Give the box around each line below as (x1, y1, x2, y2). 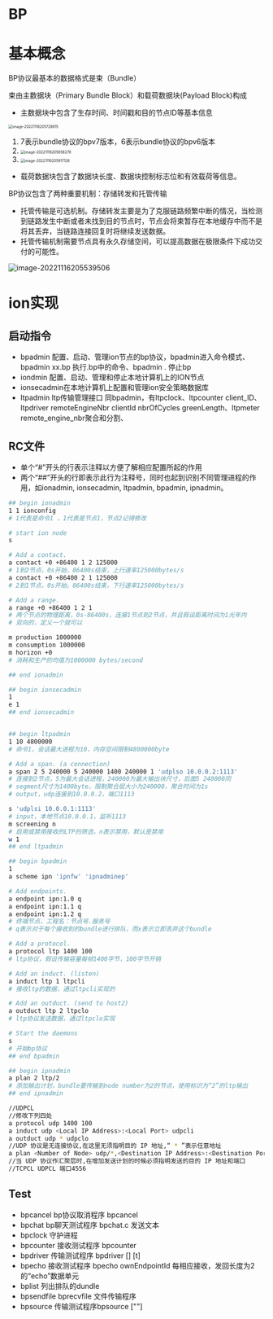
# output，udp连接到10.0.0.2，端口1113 (8, 791, 135, 799)
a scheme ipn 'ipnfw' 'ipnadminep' (8, 873, 129, 881)
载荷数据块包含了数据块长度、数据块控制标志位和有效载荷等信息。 (19, 172, 241, 182)
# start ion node (8, 528, 67, 537)
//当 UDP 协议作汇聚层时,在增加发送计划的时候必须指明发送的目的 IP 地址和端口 (8, 1157, 246, 1165)
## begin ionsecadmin (8, 686, 82, 694)
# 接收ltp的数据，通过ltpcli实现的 (8, 984, 115, 993)
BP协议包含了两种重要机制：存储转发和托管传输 (8, 189, 168, 199)
